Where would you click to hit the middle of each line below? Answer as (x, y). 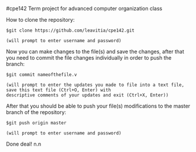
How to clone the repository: (40, 20)
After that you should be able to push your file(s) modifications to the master (98, 106)
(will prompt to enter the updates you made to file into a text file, (95, 85)
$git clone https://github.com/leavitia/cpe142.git (70, 30)
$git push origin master (36, 123)
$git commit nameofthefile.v (42, 75)
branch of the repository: (36, 112)
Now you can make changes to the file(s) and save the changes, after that (95, 51)
